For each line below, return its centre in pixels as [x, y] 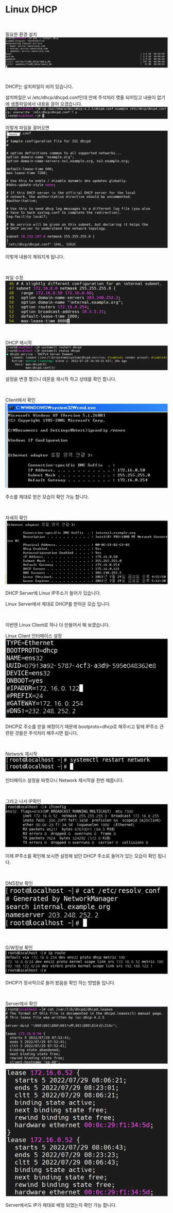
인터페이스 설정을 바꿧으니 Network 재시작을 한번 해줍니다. [65, 780]
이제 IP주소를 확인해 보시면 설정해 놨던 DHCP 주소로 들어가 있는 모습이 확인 [81, 856]
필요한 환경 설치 [21, 34]
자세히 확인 [16, 517]
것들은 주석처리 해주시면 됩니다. [46, 733]
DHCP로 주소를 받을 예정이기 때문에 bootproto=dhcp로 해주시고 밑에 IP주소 [82, 726]
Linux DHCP [31, 10]
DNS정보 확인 [19, 883]
